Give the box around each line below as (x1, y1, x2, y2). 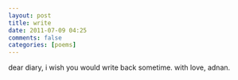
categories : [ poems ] (8, 41, 77, 49)
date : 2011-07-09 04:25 (8, 26, 88, 34)
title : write (8, 19, 52, 27)
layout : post (8, 11, 52, 20)
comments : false (8, 33, 62, 42)
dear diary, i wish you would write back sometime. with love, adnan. (8, 63, 231, 72)
